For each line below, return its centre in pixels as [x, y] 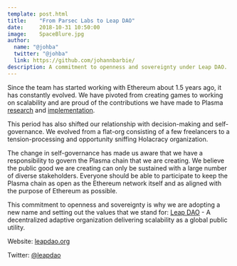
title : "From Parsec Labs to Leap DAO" [71, 21]
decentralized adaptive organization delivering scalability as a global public [117, 220]
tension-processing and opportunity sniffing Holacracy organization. [108, 139]
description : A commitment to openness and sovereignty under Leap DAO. [117, 67]
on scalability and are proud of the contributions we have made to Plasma [115, 102]
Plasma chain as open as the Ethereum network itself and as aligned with [115, 183]
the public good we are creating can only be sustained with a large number [117, 168]
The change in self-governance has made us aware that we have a [105, 153]
